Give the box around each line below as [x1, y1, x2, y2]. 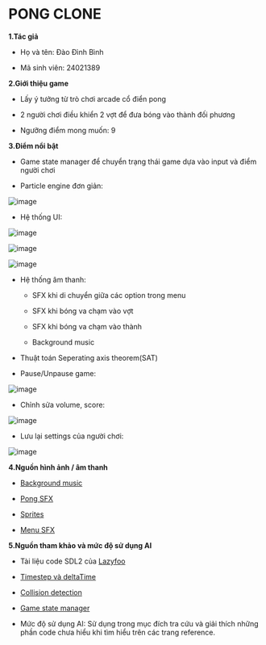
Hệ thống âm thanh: [19, 274, 86, 284]
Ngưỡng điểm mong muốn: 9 [19, 125, 116, 135]
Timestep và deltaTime [19, 572, 97, 581]
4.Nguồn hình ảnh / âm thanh [8, 462, 109, 472]
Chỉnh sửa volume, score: [19, 400, 106, 409]
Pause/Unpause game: [19, 368, 97, 378]
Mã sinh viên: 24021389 [19, 62, 101, 73]
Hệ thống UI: [19, 212, 63, 222]
